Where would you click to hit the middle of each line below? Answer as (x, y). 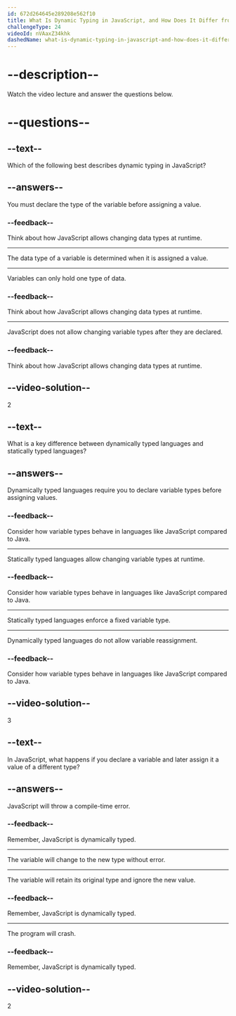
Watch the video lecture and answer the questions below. (90, 94)
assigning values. (32, 498)
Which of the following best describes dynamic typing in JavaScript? (107, 165)
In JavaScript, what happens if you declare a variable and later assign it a (113, 759)
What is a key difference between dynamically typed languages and (105, 444)
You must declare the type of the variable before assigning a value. (104, 204)
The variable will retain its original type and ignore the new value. (101, 880)
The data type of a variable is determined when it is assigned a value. (108, 258)
